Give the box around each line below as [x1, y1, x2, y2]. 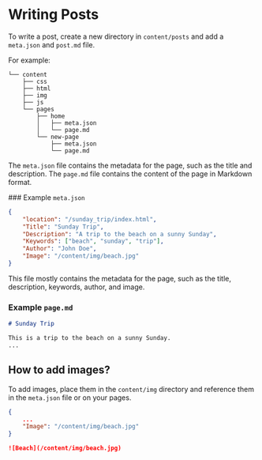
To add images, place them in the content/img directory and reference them [8, 384, 255, 394]
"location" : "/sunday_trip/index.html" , [22, 215, 157, 223]
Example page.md [8, 302, 73, 313]
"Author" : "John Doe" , [22, 245, 97, 253]
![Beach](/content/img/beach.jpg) [8, 444, 122, 452]
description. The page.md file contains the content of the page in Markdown [8, 168, 253, 179]
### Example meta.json [8, 192, 85, 202]
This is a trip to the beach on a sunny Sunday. [8, 334, 171, 342]
